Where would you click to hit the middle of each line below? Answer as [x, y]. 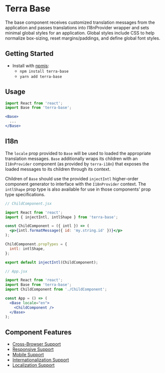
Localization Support [33, 365]
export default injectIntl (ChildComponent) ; [52, 262]
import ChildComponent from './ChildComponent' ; [56, 290]
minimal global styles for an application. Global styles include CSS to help [80, 33]
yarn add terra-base [41, 77]
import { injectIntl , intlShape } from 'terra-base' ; [62, 217]
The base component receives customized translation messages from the [80, 22]
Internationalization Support [41, 360]
